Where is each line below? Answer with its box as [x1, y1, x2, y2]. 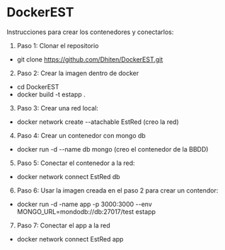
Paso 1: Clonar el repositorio [16, 41, 99, 50]
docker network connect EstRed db [16, 172, 121, 181]
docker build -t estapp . [16, 90, 86, 98]
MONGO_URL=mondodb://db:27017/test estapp [16, 207, 156, 216]
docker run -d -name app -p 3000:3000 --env [16, 200, 153, 208]
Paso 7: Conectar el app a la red [16, 221, 110, 229]
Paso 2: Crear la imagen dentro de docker [16, 69, 139, 77]
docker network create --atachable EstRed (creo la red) [16, 118, 180, 126]
